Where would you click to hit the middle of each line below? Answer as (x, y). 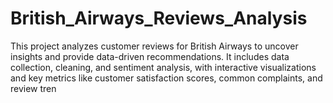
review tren (33, 88)
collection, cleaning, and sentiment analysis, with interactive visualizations (163, 67)
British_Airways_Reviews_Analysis (159, 18)
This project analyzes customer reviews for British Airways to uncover (154, 46)
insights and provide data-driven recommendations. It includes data (150, 56)
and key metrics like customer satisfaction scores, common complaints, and (166, 78)
